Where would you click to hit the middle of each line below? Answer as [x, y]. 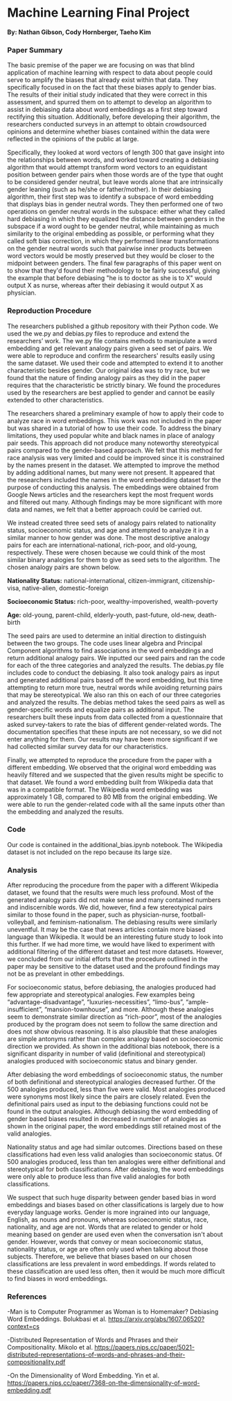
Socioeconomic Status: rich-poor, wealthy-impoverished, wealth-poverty [113, 601]
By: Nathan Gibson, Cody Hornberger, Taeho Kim [79, 32]
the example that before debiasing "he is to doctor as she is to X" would [110, 278]
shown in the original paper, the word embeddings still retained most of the [114, 1126]
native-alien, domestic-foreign [65, 588]
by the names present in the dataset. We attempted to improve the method [113, 465]
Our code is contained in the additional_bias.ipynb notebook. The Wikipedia [115, 844]
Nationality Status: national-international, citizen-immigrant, [93, 580]
